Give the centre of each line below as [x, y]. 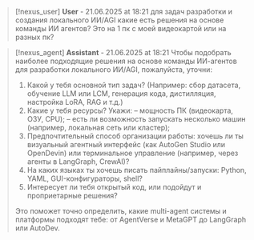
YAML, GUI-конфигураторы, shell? [85, 178]
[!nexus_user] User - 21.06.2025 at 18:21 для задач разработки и [124, 12]
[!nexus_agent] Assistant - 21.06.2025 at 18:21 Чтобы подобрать [123, 52]
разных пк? [34, 37]
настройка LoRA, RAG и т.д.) [75, 102]
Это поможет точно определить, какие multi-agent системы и [121, 211]
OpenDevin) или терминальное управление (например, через [133, 153]
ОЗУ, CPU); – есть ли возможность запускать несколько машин [136, 119]
